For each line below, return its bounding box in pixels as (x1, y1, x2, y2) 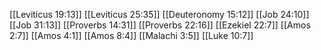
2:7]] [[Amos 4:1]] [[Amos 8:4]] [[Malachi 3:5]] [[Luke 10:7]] (9, 30, 254, 41)
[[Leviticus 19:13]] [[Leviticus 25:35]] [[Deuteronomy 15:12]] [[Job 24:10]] (9, 9, 310, 20)
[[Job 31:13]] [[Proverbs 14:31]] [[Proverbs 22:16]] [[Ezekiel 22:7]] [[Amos (9, 19, 311, 31)
